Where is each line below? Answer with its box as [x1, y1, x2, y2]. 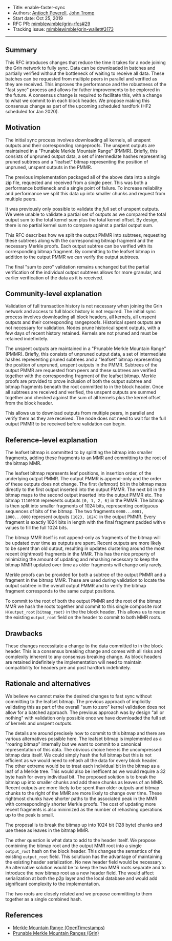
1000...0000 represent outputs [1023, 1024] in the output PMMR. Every [5, 514, 156, 520]
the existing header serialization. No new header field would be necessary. [5, 858, 163, 865]
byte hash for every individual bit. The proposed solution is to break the [5, 773, 156, 780]
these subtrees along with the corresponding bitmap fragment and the [5, 237, 154, 243]
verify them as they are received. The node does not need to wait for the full [5, 415, 166, 422]
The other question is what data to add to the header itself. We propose [5, 837, 156, 843]
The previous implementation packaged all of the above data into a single [5, 174, 160, 180]
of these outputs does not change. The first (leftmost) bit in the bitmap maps [5, 481, 167, 487]
